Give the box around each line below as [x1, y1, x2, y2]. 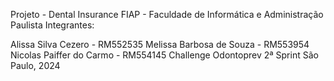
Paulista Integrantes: [10, 19, 95, 31]
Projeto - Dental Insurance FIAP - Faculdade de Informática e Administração [10, 9, 324, 20]
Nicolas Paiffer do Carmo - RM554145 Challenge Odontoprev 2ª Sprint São [10, 49, 319, 61]
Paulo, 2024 [10, 60, 61, 71]
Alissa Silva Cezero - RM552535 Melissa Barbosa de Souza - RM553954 [10, 39, 310, 50]
